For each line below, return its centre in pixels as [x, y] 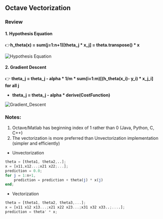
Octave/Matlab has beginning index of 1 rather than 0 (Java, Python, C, [83, 128]
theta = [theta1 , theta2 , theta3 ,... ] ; [45, 203]
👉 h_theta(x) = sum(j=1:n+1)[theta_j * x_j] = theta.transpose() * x [72, 45]
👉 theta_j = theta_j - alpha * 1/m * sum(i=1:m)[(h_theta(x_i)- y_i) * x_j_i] [79, 78]
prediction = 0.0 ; [24, 171]
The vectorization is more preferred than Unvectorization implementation [85, 138]
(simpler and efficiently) [36, 143]
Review [14, 22]
